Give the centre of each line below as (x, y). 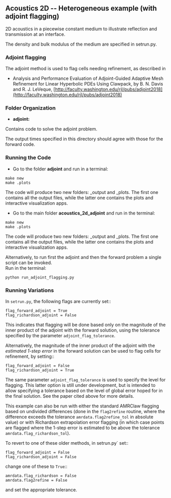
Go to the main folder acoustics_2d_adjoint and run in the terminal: (84, 213)
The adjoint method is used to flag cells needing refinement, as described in (85, 69)
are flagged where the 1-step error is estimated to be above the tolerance (83, 428)
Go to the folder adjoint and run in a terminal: (60, 169)
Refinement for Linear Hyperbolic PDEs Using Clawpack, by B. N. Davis (88, 84)
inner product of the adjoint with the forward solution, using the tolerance (83, 330)
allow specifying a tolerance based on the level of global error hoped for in (84, 391)
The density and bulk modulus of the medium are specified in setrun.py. (81, 44)
